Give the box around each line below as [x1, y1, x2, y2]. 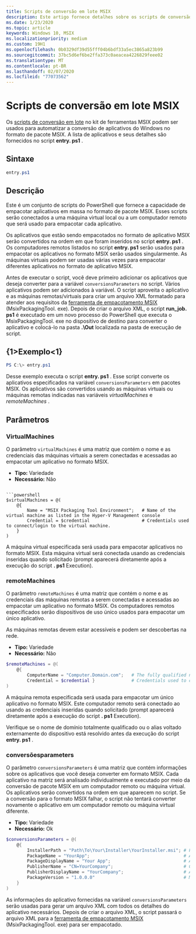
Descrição [6, 186, 44, 196]
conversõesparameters [6, 751, 74, 759]
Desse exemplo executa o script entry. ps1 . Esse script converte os [6, 373, 170, 380]
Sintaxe [6, 154, 34, 164]
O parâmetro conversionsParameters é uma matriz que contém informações [6, 764, 187, 771]
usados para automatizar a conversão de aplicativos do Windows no [6, 125, 170, 132]
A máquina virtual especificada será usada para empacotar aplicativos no [6, 543, 183, 550]
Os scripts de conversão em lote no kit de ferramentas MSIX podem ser [6, 118, 178, 126]
